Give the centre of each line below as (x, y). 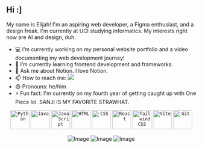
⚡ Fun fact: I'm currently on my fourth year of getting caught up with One (106, 93)
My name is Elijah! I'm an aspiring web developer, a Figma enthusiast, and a (100, 24)
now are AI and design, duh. (41, 37)
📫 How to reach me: (41, 78)
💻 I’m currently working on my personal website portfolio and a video (102, 49)
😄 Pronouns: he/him (40, 86)
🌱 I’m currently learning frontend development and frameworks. (94, 64)
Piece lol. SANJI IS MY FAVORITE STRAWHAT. (72, 102)
